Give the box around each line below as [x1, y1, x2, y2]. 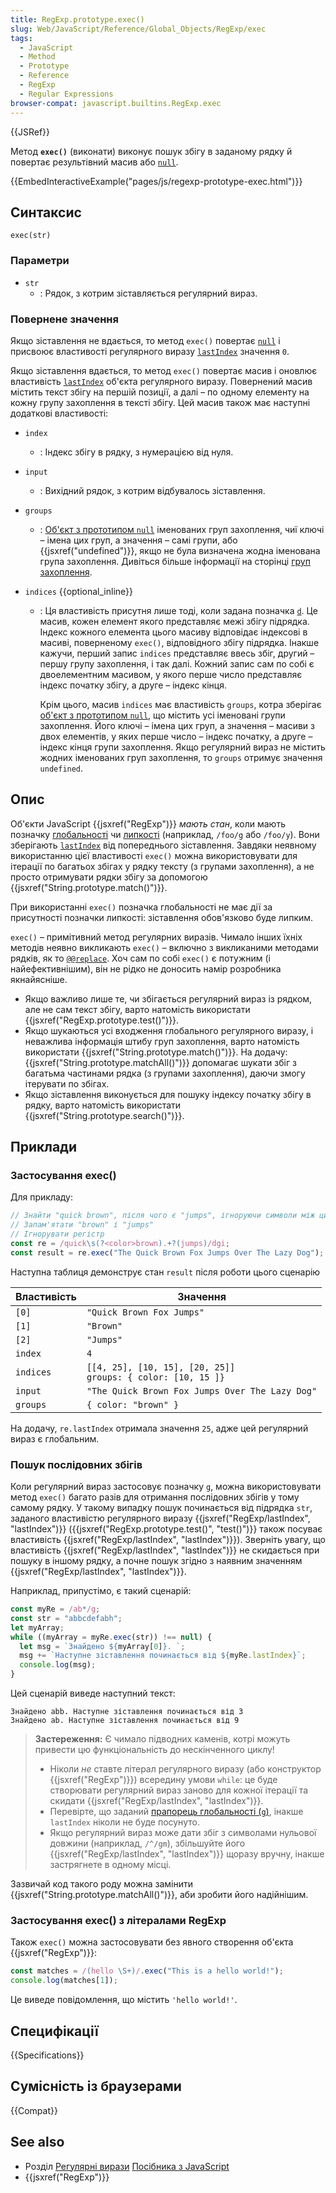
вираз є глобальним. [10, 1432, 100, 1445]
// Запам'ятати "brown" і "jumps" [10, 1220, 155, 1230]
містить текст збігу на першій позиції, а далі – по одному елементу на [10, 386, 310, 398]
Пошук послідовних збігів [10, 1457, 143, 1471]
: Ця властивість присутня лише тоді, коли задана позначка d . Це [39, 604, 318, 616]
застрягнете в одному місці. [49, 1859, 172, 1871]
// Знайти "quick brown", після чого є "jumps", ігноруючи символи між [10, 1211, 315, 1221]
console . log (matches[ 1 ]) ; [10, 1976, 118, 1986]
